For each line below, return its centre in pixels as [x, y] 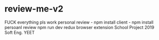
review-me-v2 [34, 9]
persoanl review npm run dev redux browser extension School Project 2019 [79, 27]
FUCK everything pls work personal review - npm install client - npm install [79, 22]
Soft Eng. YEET [20, 32]
